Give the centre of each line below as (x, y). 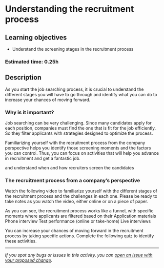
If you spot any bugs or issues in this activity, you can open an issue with (79, 255)
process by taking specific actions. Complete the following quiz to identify (80, 236)
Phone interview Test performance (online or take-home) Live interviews (78, 221)
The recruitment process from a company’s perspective (73, 180)
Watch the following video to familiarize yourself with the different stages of (81, 191)
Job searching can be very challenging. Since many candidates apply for (79, 123)
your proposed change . (29, 260)
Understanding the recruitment (70, 9)
